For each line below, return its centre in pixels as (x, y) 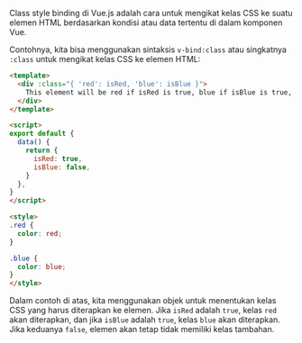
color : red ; (40, 233)
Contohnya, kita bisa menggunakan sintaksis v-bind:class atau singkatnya (148, 50)
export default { (42, 134)
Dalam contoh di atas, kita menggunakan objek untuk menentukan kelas (143, 301)
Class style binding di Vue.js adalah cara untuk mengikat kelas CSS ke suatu (151, 13)
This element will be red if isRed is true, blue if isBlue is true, (159, 92)
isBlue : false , (62, 167)
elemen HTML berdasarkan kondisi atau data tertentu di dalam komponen (146, 23)
